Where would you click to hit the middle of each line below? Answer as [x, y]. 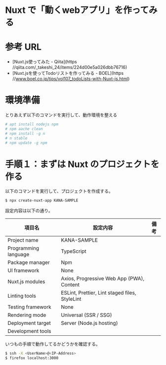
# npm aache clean [24, 129]
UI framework [23, 270]
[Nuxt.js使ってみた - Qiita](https [45, 62]
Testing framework [29, 307]
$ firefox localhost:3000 [32, 358]
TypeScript [74, 252]
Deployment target [29, 323]
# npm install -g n [25, 133]
